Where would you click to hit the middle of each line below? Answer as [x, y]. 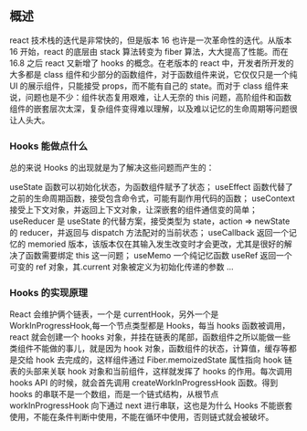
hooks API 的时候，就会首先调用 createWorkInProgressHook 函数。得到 [144, 383]
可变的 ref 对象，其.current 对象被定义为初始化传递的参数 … [122, 267]
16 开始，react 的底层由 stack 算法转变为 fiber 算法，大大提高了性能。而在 [149, 51]
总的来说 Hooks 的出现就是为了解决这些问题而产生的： [112, 168]
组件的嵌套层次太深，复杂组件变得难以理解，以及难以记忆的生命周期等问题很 [153, 109]
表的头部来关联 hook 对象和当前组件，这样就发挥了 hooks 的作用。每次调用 [151, 372]
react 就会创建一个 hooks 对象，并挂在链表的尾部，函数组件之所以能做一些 [150, 337]
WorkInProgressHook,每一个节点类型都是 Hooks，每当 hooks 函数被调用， [150, 326]
